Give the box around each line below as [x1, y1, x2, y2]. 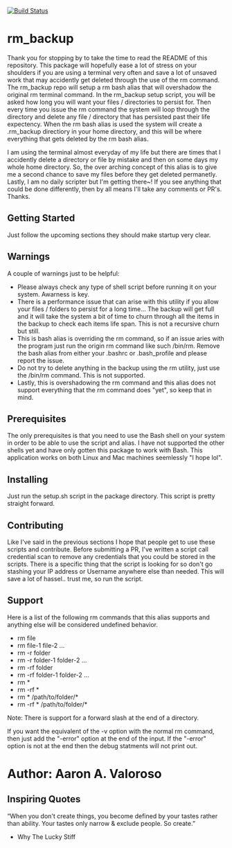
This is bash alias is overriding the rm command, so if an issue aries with [17, 334, 225, 342]
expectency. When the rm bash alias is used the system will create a [7, 120, 202, 128]
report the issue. [17, 356, 64, 364]
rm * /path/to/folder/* [17, 693, 78, 701]
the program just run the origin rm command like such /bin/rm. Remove [17, 342, 220, 350]
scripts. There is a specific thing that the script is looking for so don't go [7, 560, 213, 568]
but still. [17, 326, 40, 335]
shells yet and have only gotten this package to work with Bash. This [7, 446, 203, 454]
